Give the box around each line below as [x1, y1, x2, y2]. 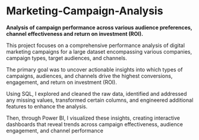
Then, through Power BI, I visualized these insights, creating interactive [6, 114, 180, 122]
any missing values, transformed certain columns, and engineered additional [6, 97, 194, 104]
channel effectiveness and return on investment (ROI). [6, 30, 144, 37]
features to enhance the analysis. [6, 102, 88, 110]
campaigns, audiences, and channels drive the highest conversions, [6, 72, 173, 79]
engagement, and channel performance [6, 127, 104, 134]
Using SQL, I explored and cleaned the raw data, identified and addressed [6, 90, 187, 97]
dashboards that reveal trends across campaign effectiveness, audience [6, 120, 183, 127]
